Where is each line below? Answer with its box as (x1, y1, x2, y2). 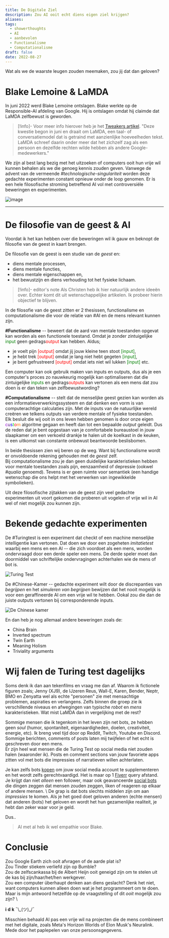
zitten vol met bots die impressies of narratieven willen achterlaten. (5, 757, 144, 763)
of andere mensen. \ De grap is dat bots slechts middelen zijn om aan (5, 788, 149, 794)
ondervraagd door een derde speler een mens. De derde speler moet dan (5, 551, 157, 557)
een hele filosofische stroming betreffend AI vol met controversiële (5, 182, 144, 188)
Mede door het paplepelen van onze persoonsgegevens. (5, 927, 123, 933)
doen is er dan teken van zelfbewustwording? (5, 385, 100, 391)
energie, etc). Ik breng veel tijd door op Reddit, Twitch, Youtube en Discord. (5, 730, 161, 736)
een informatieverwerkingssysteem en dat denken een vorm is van (5, 400, 143, 406)
